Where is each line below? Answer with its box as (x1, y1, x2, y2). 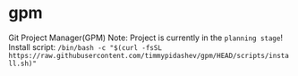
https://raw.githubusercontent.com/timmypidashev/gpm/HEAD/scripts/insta (8, 51, 290, 60)
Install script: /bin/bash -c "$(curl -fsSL (8, 41, 163, 52)
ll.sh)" (8, 59, 38, 68)
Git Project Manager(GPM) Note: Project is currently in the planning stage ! (8, 32, 284, 43)
